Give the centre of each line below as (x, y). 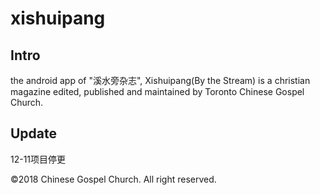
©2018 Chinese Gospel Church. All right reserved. (113, 179)
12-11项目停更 (38, 159)
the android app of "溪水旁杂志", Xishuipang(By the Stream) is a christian (160, 80)
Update (34, 133)
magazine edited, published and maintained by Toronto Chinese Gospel (157, 91)
